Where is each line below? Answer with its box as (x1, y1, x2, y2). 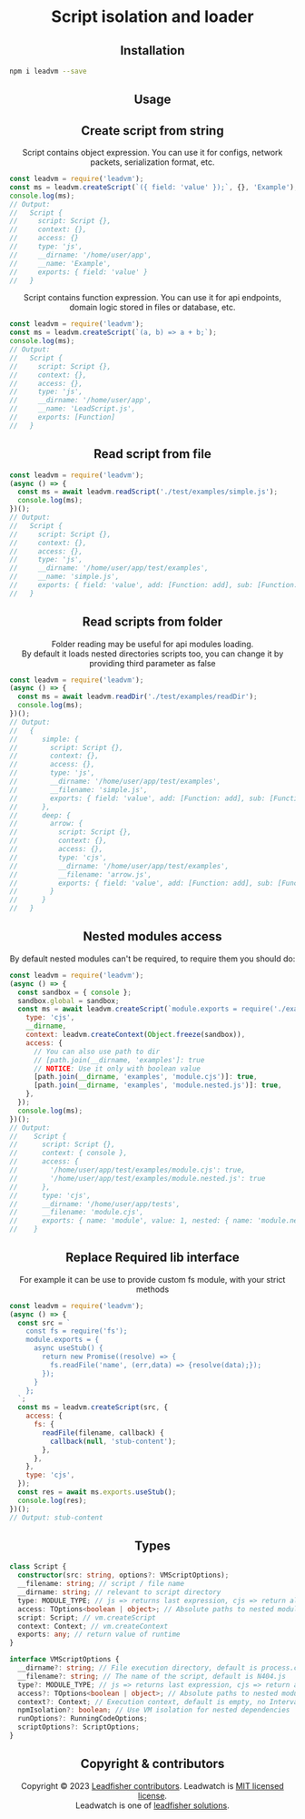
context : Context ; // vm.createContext (17, 1621, 169, 1631)
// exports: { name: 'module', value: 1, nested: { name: (9, 1216, 254, 1225)
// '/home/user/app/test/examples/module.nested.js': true (9, 1174, 266, 1183)
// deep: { (9, 810, 71, 820)
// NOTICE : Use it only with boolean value (33, 1063, 202, 1073)
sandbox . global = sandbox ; (17, 996, 120, 1005)
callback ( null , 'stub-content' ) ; (49, 1437, 177, 1446)
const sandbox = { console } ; (17, 988, 132, 997)
